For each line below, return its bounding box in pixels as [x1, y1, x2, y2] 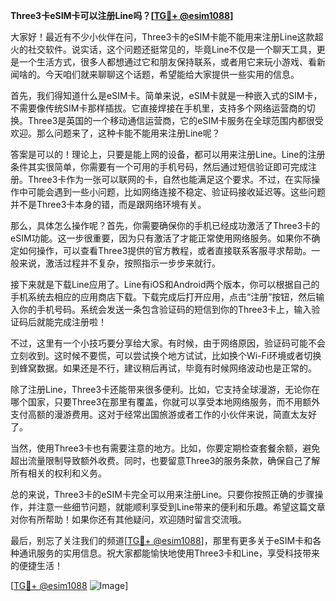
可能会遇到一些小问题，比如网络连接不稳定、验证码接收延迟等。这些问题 [27, 186, 326, 198]
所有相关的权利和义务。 [10, 467, 107, 479]
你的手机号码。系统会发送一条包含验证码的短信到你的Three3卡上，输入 [18, 304, 312, 315]
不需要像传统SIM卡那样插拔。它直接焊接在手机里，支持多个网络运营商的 [10, 102, 307, 114]
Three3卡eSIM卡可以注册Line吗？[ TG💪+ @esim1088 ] [10, 10, 234, 21]
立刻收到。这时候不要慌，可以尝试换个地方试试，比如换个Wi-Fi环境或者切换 [10, 350, 322, 361]
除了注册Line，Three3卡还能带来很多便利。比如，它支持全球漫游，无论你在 [10, 384, 321, 395]
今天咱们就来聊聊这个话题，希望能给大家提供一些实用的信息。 [44, 69, 300, 80]
